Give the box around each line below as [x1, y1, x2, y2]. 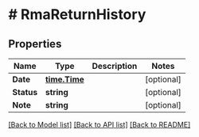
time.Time [45, 74, 85, 85]
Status [12, 87, 38, 97]
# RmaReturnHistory [8, 6, 146, 24]
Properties [8, 37, 62, 51]
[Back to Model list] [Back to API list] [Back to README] [8, 120, 191, 129]
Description [92, 61, 138, 71]
